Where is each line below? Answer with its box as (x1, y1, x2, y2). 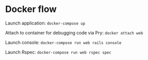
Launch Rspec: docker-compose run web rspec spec (5, 49, 111, 55)
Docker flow (5, 3, 57, 15)
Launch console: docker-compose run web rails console (5, 39, 122, 45)
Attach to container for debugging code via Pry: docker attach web (5, 29, 143, 35)
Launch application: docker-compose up (5, 20, 85, 26)
